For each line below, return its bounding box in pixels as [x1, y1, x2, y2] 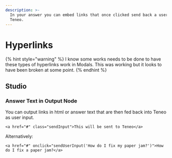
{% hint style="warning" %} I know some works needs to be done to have [5, 56, 161, 62]
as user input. [5, 114, 34, 121]
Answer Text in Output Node [5, 97, 78, 104]
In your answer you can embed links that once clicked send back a [10, 12, 157, 17]
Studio [5, 82, 27, 90]
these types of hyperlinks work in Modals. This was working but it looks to [5, 62, 162, 68]
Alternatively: [5, 133, 33, 139]
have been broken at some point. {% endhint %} [5, 67, 107, 73]
